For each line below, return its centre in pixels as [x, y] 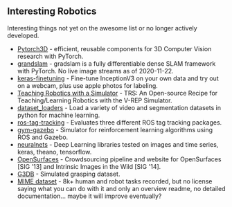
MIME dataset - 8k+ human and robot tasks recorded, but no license [115, 181]
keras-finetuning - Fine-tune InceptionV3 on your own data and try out [118, 78]
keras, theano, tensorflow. [54, 152]
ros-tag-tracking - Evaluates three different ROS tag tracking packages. [119, 122]
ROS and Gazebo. [43, 137]
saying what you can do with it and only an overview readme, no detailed [121, 188]
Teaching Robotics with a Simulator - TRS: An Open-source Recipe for [117, 93]
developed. [23, 35]
